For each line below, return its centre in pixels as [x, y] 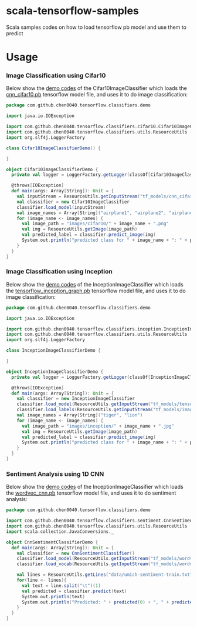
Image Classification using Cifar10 [56, 76]
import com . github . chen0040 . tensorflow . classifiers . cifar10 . [82, 127]
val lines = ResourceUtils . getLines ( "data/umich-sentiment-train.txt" [105, 575]
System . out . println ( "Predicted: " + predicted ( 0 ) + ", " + [95, 602]
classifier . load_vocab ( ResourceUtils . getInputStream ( [84, 564]
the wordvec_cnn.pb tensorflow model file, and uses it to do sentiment [91, 493]
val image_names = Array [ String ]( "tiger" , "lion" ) [80, 415]
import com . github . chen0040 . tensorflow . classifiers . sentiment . [85, 521]
